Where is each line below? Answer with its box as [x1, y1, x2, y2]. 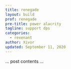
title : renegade [5, 7, 39, 12]
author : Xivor [5, 40, 35, 45]
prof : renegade [5, 16, 37, 21]
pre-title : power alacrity [5, 21, 61, 26]
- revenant [9, 35, 32, 40]
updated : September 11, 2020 [5, 44, 66, 49]
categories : [5, 30, 30, 35]
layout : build [5, 12, 35, 17]
